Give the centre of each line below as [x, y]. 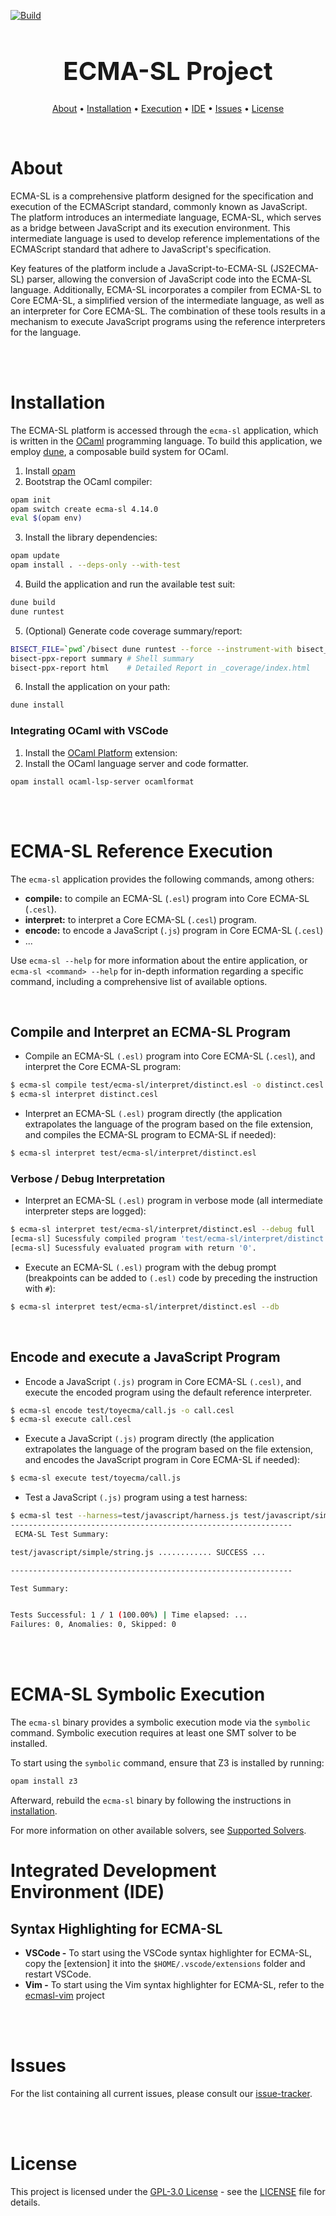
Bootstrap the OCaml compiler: [88, 481]
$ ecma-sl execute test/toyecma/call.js [96, 1478]
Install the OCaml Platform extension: [101, 752]
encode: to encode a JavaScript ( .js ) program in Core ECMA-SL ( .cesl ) [174, 930]
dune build [33, 603]
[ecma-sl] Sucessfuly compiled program [93, 1239]
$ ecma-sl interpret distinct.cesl [84, 1095]
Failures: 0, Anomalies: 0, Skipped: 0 [93, 1625]
